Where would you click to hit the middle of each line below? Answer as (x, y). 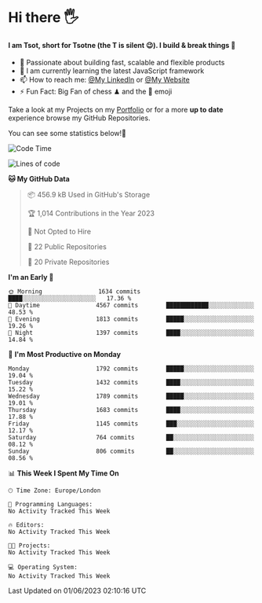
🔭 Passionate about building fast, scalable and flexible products (122, 63)
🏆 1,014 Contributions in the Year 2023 (91, 213)
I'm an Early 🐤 (31, 278)
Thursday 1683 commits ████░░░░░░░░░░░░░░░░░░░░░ (131, 410)
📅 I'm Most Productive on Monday (65, 355)
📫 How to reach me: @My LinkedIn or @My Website (104, 80)
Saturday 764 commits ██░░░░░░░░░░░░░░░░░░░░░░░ (131, 438)
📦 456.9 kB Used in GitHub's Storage (89, 195)
